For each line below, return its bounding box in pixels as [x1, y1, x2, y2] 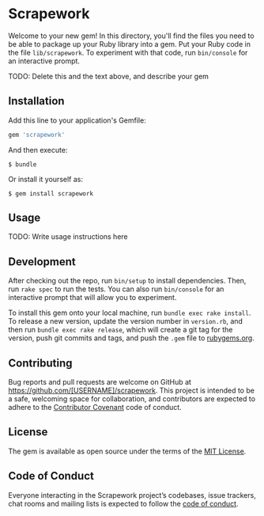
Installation [8, 94, 65, 108]
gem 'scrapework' [8, 131, 66, 138]
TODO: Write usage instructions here [8, 232, 128, 241]
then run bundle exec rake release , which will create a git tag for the [8, 325, 233, 335]
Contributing [8, 356, 73, 370]
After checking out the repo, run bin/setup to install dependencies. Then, [8, 276, 247, 286]
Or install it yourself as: [8, 174, 83, 184]
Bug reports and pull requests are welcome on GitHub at [8, 378, 192, 387]
